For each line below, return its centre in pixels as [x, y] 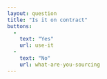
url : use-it [37, 45]
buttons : [20, 26]
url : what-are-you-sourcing [60, 65]
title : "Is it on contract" [48, 20]
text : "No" [35, 58]
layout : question [32, 13]
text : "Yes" [37, 39]
